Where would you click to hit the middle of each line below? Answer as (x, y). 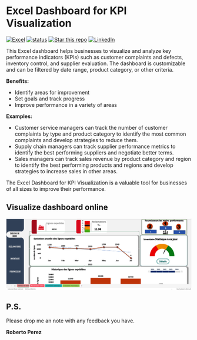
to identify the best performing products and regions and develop (94, 165)
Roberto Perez (24, 332)
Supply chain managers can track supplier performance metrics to (95, 146)
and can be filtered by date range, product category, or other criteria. (90, 69)
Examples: (19, 116)
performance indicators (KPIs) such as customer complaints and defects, (95, 57)
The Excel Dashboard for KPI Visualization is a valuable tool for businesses (96, 183)
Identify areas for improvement (52, 92)
